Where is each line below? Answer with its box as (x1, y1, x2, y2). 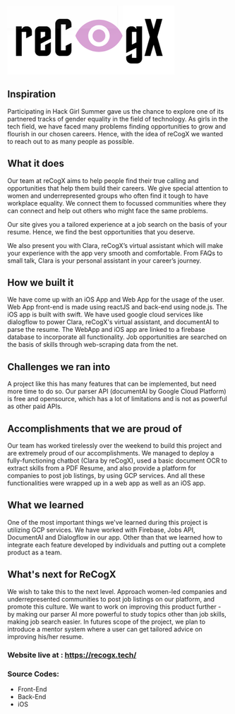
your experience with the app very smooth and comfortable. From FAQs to (7, 249, 223, 257)
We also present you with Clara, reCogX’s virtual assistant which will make (7, 241, 224, 249)
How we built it (7, 277, 74, 289)
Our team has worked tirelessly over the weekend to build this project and (7, 441, 222, 450)
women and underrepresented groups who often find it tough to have (7, 191, 209, 200)
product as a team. (7, 548, 62, 557)
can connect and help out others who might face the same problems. (7, 206, 208, 215)
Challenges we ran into (7, 361, 111, 373)
